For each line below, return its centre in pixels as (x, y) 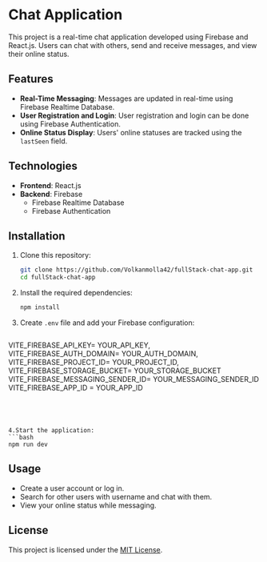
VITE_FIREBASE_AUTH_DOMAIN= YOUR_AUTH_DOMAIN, (103, 353)
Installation (37, 236)
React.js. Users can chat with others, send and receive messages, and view (133, 45)
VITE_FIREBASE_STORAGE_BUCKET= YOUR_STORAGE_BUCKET (115, 371)
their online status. (39, 54)
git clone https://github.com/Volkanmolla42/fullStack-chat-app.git (136, 270)
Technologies (43, 166)
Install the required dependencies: (76, 293)
